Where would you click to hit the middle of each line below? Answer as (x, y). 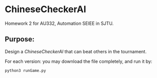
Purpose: (20, 39)
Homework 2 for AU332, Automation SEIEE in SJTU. (59, 23)
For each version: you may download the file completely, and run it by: (78, 61)
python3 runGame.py (25, 70)
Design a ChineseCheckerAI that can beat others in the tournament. (76, 51)
